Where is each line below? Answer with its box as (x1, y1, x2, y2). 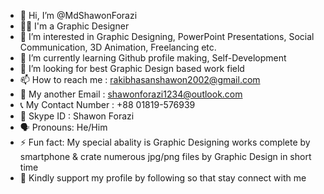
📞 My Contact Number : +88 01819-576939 (19, 99, 196, 110)
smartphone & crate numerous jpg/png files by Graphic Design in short (19, 151, 312, 162)
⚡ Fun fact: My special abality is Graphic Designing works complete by (19, 136, 311, 148)
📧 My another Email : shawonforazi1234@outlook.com (19, 88, 243, 100)
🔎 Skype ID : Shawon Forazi (19, 110, 135, 122)
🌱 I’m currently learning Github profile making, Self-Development (19, 52, 287, 64)
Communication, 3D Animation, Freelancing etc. (19, 41, 217, 53)
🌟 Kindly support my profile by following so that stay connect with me (19, 172, 307, 184)
